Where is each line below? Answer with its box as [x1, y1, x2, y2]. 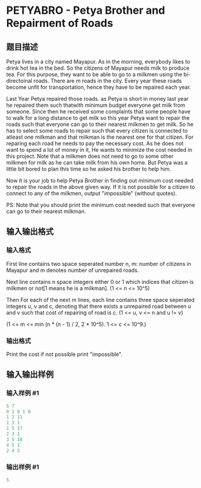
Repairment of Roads [6, 16, 113, 30]
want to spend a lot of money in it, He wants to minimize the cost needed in [6, 146, 193, 153]
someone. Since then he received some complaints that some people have [6, 108, 191, 115]
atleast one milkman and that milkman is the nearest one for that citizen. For [6, 133, 194, 140]
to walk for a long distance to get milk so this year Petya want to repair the [6, 115, 190, 121]
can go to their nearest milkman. [6, 208, 86, 215]
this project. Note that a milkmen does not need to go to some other [6, 152, 174, 160]
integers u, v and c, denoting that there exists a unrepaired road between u [6, 303, 191, 310]
